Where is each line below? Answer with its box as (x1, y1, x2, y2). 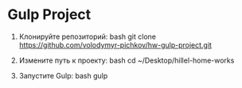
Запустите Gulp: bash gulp (18, 71, 108, 80)
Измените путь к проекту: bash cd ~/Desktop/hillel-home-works (18, 55, 235, 65)
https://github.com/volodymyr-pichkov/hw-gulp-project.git (18, 40, 213, 49)
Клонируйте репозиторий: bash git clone (18, 32, 157, 41)
